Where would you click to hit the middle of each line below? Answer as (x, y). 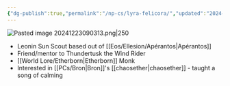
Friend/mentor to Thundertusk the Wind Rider (81, 53)
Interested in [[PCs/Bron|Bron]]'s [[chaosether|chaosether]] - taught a (116, 68)
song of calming (40, 75)
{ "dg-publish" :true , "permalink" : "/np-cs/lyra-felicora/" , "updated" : (107, 13)
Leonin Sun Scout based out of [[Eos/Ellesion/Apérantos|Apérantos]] (114, 46)
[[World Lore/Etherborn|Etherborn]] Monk (76, 60)
